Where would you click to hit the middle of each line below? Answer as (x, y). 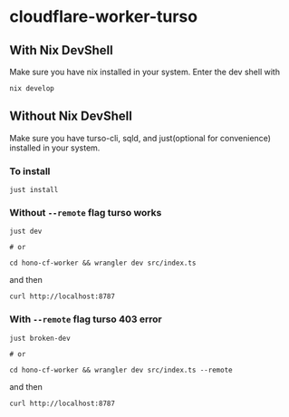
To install (30, 171)
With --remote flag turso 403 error (86, 319)
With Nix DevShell (61, 50)
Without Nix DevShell (71, 116)
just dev (26, 232)
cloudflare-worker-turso (103, 17)
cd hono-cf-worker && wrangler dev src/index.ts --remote (121, 370)
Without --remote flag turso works (86, 213)
